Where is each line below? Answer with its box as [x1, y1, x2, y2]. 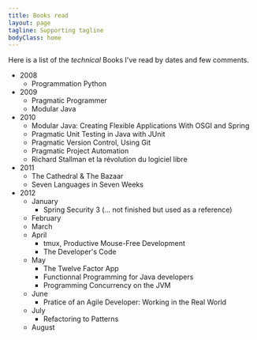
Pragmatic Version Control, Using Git [31, 138, 151, 147]
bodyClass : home [8, 33, 61, 42]
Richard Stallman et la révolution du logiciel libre [31, 155, 188, 164]
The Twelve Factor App [43, 264, 120, 274]
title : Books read [8, 11, 69, 20]
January [31, 197, 59, 206]
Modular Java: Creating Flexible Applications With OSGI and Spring [31, 121, 250, 130]
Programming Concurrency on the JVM [43, 281, 171, 290]
